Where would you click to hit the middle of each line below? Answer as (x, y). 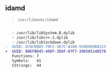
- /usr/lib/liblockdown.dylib (43, 42)
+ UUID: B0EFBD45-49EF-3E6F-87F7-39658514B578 (56, 51)
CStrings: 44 (26, 65)
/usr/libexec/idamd (38, 19)
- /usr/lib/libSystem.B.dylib (43, 33)
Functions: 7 (25, 56)
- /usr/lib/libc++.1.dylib (40, 37)
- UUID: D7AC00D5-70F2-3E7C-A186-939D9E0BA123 (56, 47)
